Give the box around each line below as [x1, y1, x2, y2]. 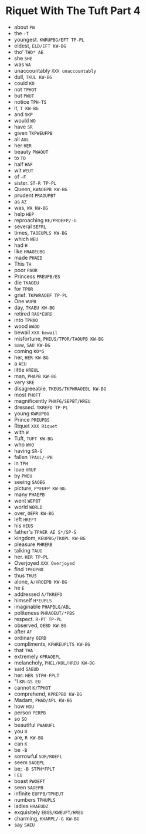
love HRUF [13, 466, 36, 473]
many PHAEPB [13, 491, 45, 498]
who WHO [13, 441, 35, 448]
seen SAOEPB [13, 784, 43, 791]
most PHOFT [13, 391, 42, 398]
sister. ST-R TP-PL [13, 179, 57, 186]
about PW [13, 23, 35, 30]
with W [13, 428, 29, 435]
